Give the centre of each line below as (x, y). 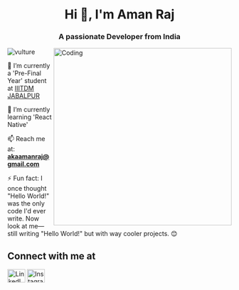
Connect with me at (52, 256)
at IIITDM (21, 89)
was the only (26, 203)
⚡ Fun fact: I (25, 178)
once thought (27, 189)
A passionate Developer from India (119, 37)
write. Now (23, 218)
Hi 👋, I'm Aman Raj (119, 15)
